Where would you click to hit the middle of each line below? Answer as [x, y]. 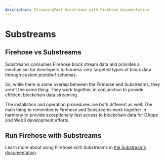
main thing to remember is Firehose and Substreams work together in [76, 110]
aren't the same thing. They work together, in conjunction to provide [74, 89]
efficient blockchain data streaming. [41, 95]
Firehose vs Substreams [43, 52]
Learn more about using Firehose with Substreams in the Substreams [76, 147]
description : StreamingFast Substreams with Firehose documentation [77, 10]
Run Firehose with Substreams [53, 136]
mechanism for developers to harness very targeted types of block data [78, 69]
